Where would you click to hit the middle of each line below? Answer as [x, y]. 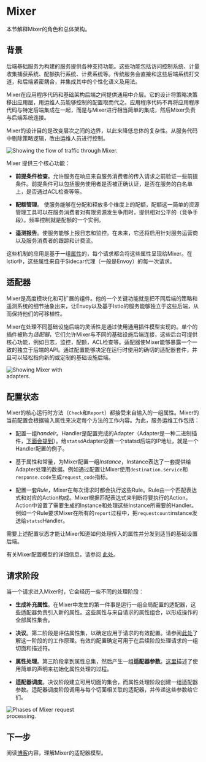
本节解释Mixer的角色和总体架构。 [48, 29]
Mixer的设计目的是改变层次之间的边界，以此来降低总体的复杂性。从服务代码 [102, 131]
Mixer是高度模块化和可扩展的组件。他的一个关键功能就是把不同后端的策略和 [102, 298]
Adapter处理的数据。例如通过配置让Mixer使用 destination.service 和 [101, 470]
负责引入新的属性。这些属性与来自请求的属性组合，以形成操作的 [117, 612]
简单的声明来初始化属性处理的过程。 [66, 669]
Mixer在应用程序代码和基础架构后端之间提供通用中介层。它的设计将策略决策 [102, 94]
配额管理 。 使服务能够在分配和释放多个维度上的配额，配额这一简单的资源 [107, 204]
